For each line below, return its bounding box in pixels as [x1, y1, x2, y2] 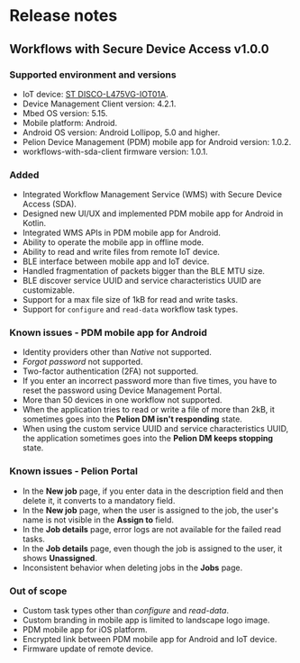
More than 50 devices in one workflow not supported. [22, 395, 223, 405]
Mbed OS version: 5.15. [22, 107, 108, 118]
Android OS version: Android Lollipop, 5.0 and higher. [22, 127, 221, 138]
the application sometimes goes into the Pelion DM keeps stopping [22, 433, 273, 444]
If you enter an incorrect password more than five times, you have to [22, 376, 277, 386]
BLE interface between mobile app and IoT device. [22, 256, 210, 267]
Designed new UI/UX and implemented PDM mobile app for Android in [22, 208, 284, 219]
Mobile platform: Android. [22, 117, 118, 128]
